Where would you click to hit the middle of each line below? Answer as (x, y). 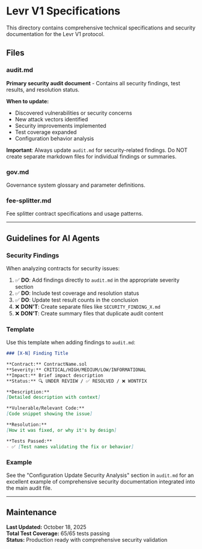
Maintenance (32, 513)
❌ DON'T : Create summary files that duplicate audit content (89, 313)
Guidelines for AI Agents (53, 238)
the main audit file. (29, 488)
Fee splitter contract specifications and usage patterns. (75, 214)
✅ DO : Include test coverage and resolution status (77, 293)
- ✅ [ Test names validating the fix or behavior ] (70, 447)
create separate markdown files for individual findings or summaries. (91, 156)
